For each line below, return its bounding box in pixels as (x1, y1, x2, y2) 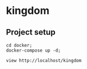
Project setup (6, 27, 56, 37)
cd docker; (6, 42, 32, 48)
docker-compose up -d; (6, 48, 61, 53)
